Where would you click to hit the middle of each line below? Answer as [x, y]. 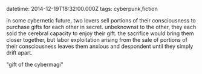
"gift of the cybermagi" [35, 64]
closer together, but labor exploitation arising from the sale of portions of [97, 40]
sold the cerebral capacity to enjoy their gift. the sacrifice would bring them [100, 33]
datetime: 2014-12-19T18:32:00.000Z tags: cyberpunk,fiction [82, 9]
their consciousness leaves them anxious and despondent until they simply [100, 46]
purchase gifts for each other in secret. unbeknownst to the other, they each [101, 27]
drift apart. [20, 53]
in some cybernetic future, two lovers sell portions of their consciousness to [101, 20]
